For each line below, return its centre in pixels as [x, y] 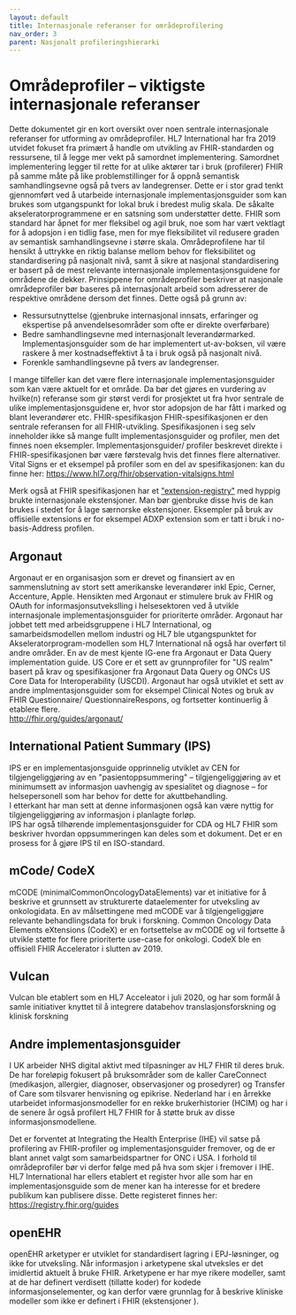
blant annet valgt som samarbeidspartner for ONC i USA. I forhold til [133, 1158]
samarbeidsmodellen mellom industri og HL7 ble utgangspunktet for [133, 634]
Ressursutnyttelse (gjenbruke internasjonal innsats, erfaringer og [140, 316]
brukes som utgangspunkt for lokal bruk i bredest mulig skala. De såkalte [142, 204]
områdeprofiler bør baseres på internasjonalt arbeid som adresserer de [139, 289]
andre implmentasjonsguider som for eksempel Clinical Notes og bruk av [141, 690]
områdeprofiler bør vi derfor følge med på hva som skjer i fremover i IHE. [142, 1167]
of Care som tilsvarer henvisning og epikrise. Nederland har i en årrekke [140, 1094]
